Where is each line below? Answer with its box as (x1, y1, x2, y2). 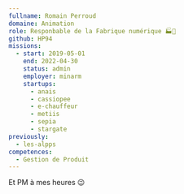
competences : (8, 148, 53, 156)
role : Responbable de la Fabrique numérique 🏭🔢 (8, 27, 177, 35)
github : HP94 (8, 34, 53, 43)
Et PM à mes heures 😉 (8, 178, 85, 188)
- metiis (29, 110, 60, 119)
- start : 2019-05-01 (15, 50, 85, 58)
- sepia (29, 118, 57, 126)
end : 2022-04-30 (23, 58, 79, 66)
